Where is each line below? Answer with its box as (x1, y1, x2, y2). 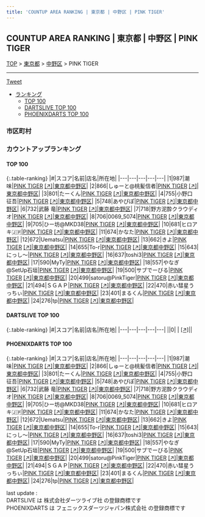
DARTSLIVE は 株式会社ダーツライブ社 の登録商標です (6, 496, 142, 504)
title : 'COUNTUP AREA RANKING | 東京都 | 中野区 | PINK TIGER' (6, 9, 165, 15)
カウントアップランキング (6, 145, 81, 154)
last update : (6, 489, 38, 496)
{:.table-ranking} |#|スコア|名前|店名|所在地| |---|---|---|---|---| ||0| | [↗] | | (6, 325, 193, 333)
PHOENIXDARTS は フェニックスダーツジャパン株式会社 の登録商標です (6, 504, 186, 511)
